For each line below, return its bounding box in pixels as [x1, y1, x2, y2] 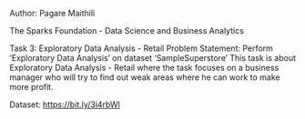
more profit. [9, 82, 54, 92]
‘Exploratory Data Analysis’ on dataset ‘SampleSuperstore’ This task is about [9, 53, 297, 63]
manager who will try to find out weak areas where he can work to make [9, 72, 280, 83]
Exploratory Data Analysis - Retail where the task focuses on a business [9, 63, 280, 73]
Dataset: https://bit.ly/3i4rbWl [9, 99, 120, 110]
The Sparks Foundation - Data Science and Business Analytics [9, 25, 244, 35]
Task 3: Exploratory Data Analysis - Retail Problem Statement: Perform [9, 43, 273, 54]
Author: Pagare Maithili [9, 8, 96, 18]
